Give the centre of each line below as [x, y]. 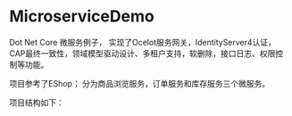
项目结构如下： [37, 102]
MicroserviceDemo [82, 17]
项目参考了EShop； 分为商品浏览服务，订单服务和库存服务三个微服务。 [140, 83]
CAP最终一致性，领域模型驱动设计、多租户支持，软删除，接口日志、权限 [142, 53]
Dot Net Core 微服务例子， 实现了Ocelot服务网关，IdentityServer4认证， [143, 42]
